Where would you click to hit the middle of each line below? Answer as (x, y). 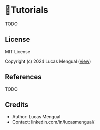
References (23, 77)
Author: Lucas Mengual (36, 117)
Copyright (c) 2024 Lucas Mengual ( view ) (48, 61)
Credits (17, 105)
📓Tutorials (27, 10)
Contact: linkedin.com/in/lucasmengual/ (53, 122)
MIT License (18, 51)
